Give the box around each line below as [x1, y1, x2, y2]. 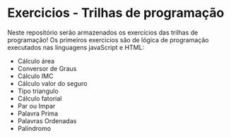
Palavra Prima [17, 109, 59, 118]
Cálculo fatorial [17, 94, 62, 103]
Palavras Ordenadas [17, 116, 77, 125]
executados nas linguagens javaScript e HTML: [7, 43, 145, 51]
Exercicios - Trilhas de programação [7, 5, 225, 21]
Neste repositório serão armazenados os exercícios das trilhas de [7, 28, 199, 37]
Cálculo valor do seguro [17, 79, 88, 87]
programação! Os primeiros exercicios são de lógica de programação [7, 35, 209, 44]
